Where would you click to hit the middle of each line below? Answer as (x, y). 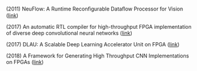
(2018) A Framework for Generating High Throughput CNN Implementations (98, 56)
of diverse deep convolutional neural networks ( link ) (69, 33)
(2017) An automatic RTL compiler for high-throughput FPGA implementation (99, 27)
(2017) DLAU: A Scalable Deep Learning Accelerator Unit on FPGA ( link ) (93, 44)
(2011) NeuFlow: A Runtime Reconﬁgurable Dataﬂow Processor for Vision (95, 9)
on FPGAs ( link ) (25, 62)
